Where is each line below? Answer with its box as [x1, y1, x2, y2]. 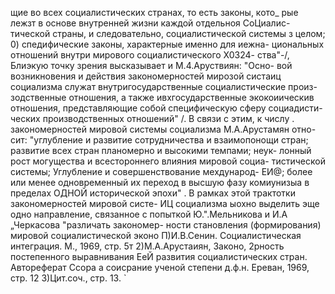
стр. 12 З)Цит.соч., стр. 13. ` [10, 272, 127, 284]
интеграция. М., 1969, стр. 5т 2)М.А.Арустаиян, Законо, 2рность [10, 240, 285, 252]
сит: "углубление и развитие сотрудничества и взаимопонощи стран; [10, 134, 309, 146]
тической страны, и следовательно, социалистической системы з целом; [10, 28, 326, 39]
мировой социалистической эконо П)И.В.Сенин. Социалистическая [10, 230, 302, 241]
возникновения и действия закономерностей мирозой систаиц [10, 70, 282, 82]
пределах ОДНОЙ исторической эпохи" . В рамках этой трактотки [10, 187, 296, 199]
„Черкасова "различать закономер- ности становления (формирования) [10, 219, 322, 231]
